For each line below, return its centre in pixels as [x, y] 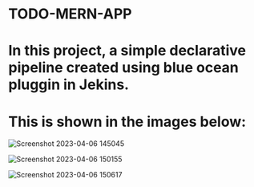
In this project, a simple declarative [127, 51]
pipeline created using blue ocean [123, 68]
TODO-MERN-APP [70, 14]
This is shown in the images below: [127, 122]
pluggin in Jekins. [69, 85]
